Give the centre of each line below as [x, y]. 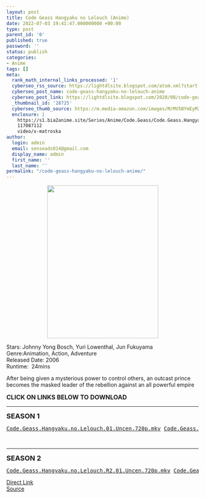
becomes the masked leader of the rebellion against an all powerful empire [100, 385]
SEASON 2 [24, 458]
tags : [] [17, 69]
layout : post [23, 12]
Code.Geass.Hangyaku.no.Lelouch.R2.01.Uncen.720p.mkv [88, 471]
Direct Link [20, 482]
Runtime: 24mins [28, 366]
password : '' [23, 46]
